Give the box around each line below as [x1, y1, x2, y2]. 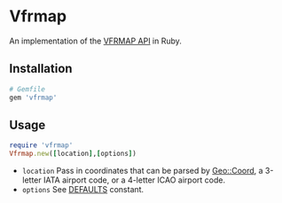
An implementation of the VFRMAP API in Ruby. [9, 35, 182, 46]
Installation [9, 61, 73, 76]
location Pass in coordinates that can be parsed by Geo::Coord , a [21, 166, 263, 176]
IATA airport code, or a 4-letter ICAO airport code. [43, 175, 226, 185]
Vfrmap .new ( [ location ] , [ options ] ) [9, 149, 137, 159]
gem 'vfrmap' [9, 93, 58, 102]
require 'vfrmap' [9, 141, 74, 150]
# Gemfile [9, 84, 46, 94]
